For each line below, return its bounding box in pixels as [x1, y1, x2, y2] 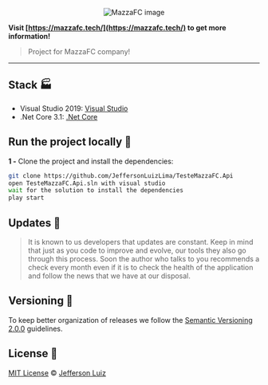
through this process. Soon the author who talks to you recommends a [27, 253, 260, 263]
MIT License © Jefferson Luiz [8, 367, 106, 378]
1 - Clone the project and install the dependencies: [8, 156, 174, 166]
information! [8, 32, 51, 41]
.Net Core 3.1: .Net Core [19, 112, 98, 121]
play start [8, 194, 45, 202]
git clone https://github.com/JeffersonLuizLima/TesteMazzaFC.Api [8, 171, 234, 179]
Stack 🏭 [8, 78, 53, 92]
